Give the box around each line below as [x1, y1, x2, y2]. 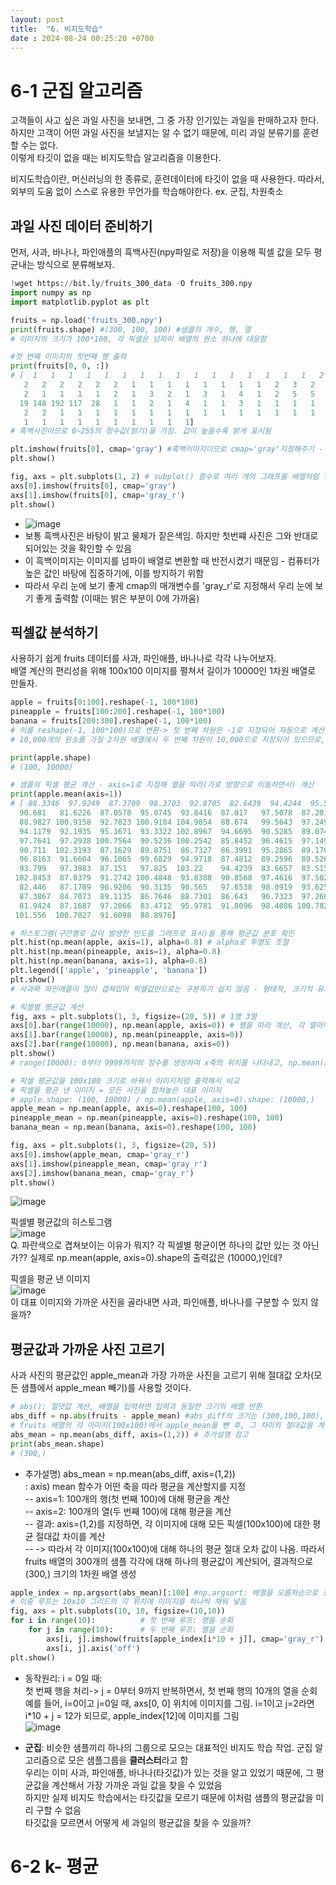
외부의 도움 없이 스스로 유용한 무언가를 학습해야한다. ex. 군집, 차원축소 [10, 186, 284, 198]
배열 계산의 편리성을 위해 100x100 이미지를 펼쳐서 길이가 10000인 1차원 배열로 [10, 665, 317, 677]
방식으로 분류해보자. [36, 259, 115, 271]
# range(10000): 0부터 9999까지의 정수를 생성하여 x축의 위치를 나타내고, [10, 1057, 285, 1068]
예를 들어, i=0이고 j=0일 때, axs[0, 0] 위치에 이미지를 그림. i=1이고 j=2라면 [24, 1697, 315, 1709]
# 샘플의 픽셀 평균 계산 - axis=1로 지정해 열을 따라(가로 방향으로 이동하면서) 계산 [10, 780, 315, 790]
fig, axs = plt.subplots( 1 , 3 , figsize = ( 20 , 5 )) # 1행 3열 [10, 1011, 258, 1021]
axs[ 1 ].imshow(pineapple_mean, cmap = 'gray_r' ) [10, 1159, 208, 1169]
